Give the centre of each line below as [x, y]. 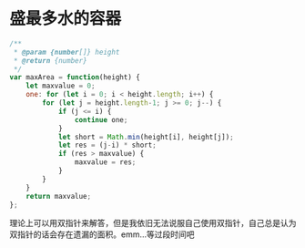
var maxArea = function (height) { [75, 77]
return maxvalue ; [59, 196]
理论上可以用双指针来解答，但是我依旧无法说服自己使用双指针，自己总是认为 [153, 223]
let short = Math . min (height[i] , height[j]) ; [146, 137]
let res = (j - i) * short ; [107, 145]
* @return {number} [51, 60]
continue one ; [101, 119]
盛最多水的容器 [66, 19]
